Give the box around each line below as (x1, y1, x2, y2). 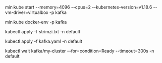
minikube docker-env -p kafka (5, 19, 67, 25)
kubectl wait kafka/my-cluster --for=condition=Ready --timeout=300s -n (5, 48, 155, 54)
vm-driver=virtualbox (5, 9, 49, 15)
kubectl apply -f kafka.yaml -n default (5, 38, 83, 44)
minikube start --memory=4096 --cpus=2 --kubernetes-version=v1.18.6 (5, 4, 152, 10)
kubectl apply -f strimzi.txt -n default (5, 29, 81, 34)
